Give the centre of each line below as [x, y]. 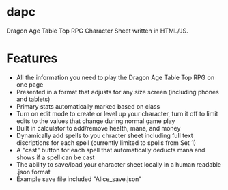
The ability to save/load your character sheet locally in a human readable [118, 164]
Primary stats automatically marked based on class [88, 106]
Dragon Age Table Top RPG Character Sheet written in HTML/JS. [97, 31]
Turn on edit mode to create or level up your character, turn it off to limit [117, 113]
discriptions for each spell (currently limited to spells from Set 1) [106, 142]
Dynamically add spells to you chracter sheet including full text [105, 135]
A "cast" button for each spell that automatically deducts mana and [111, 150]
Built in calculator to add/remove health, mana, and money [98, 128]
